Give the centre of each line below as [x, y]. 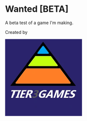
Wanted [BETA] [37, 9]
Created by [16, 32]
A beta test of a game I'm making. [39, 23]
